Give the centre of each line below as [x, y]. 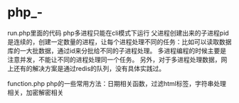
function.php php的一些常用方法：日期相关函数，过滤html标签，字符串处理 [117, 83]
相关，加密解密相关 [36, 92]
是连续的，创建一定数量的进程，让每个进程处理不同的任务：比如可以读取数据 [119, 42]
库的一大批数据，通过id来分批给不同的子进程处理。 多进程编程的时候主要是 [117, 50]
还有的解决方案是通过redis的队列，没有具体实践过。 [89, 68]
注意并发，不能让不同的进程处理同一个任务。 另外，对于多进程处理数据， [114, 59]
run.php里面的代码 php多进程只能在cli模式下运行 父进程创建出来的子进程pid [118, 33]
